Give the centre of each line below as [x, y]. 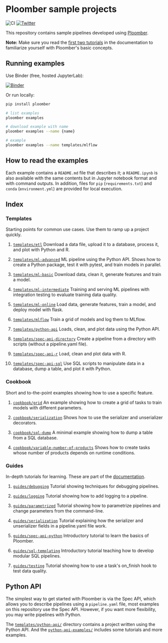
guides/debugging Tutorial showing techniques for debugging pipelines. [86, 486]
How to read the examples [47, 161]
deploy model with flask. [38, 310]
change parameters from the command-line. [58, 510]
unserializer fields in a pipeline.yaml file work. [60, 525]
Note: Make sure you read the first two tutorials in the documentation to [80, 42]
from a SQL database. [35, 437]
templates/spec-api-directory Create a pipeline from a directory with [84, 339]
